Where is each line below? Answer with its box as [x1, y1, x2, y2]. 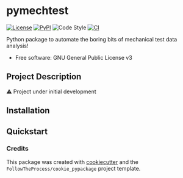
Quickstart [6, 126, 48, 137]
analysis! [6, 42, 29, 49]
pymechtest [6, 4, 69, 18]
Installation [6, 105, 50, 116]
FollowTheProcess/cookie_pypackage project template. [6, 165, 141, 172]
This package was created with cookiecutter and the [6, 158, 138, 165]
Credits [6, 144, 29, 153]
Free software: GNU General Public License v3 [15, 54, 132, 61]
